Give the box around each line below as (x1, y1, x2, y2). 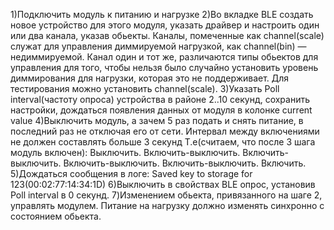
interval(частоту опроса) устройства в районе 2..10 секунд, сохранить (10, 94, 311, 105)
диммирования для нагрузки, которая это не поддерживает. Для (10, 72, 290, 84)
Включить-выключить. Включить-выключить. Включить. (63, 157, 307, 169)
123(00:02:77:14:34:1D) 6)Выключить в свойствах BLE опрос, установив (10, 179, 316, 190)
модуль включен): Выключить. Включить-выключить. (10, 147, 241, 158)
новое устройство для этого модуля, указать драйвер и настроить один (10, 19, 320, 31)
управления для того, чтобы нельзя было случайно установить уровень (10, 62, 319, 73)
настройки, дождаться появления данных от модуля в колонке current (10, 104, 313, 116)
